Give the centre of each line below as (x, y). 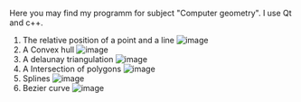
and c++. (26, 23)
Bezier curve (46, 88)
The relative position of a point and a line (98, 40)
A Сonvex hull (48, 50)
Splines (36, 79)
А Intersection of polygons (72, 69)
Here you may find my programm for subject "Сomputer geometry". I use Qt (150, 13)
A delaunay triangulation (68, 59)
